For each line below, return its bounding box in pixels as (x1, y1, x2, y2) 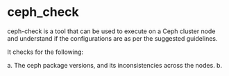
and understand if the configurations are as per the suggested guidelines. (7, 34, 218, 42)
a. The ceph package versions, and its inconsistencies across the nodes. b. (7, 61, 223, 69)
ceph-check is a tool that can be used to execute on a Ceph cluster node (7, 27, 216, 35)
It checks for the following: (7, 48, 84, 56)
